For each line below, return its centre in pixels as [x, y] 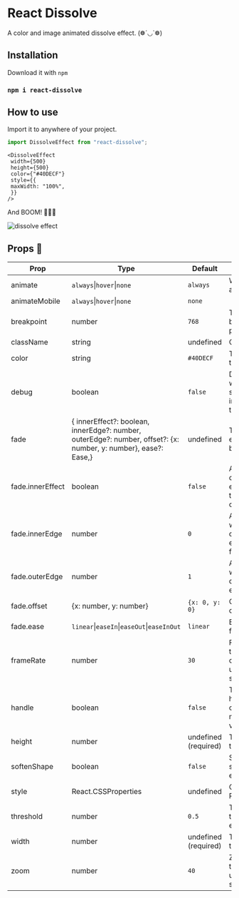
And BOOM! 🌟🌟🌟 [32, 213]
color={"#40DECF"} [38, 174]
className [30, 342]
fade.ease [28, 627]
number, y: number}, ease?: [117, 449]
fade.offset [29, 606]
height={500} [30, 168]
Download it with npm [38, 72]
